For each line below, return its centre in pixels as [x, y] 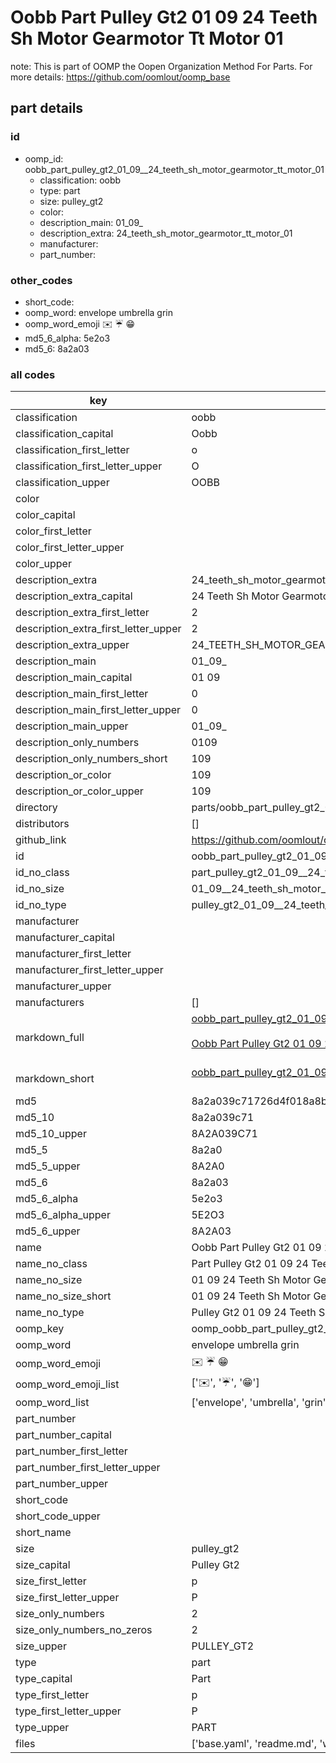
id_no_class [42, 873]
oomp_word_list [52, 1403]
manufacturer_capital [65, 938]
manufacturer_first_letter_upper [89, 970]
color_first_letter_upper [70, 548]
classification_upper [62, 483]
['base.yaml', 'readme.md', [254, 1744]
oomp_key [40, 1329]
